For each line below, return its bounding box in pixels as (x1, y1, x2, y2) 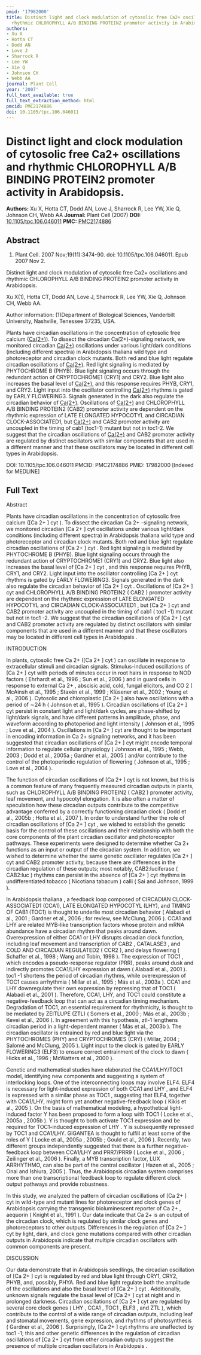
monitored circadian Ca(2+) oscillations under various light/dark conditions (6, 342, 191, 349)
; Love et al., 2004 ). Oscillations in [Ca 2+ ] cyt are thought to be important (6, 726, 191, 733)
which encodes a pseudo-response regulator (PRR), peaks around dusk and (6, 959, 194, 966)
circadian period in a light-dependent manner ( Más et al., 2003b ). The (6, 1023, 182, 1030)
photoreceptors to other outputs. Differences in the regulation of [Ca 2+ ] (6, 1223, 187, 1231)
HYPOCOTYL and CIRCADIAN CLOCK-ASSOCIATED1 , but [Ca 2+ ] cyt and (6, 602, 190, 609)
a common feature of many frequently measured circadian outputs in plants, (6, 782, 194, 789)
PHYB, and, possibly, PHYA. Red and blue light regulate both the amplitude (6, 1278, 190, 1286)
